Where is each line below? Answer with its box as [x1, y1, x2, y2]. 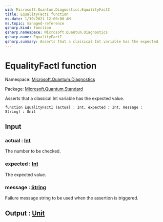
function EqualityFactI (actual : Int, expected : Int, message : [5, 105, 143, 110]
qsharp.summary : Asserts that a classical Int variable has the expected [5, 39, 159, 44]
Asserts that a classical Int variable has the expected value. [5, 95, 124, 101]
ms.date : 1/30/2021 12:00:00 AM [5, 16, 71, 21]
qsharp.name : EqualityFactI [5, 35, 62, 40]
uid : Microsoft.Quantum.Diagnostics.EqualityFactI [5, 7, 110, 12]
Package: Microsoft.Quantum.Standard [5, 86, 83, 92]
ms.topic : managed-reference [5, 21, 64, 26]
